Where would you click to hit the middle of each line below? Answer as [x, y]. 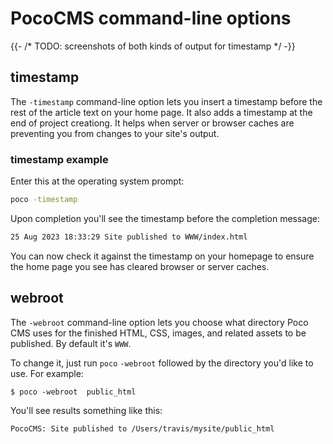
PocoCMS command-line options [151, 18]
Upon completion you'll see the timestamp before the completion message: [165, 218]
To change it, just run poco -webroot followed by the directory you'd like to [162, 363]
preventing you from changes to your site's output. [115, 133]
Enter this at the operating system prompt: [97, 181]
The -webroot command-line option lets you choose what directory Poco [159, 322]
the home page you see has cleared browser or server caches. [140, 266]
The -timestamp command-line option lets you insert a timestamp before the [166, 101]
